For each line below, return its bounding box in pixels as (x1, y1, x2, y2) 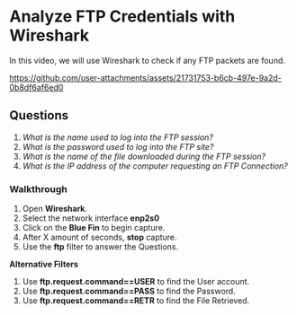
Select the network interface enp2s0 (22, 213, 160, 223)
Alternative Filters (9, 258, 79, 270)
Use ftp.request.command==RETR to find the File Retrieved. (22, 295, 250, 306)
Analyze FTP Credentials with (9, 6, 236, 27)
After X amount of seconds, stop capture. (22, 232, 177, 243)
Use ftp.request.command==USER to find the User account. (22, 276, 250, 287)
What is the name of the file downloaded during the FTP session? (22, 151, 266, 162)
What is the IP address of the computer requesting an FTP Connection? (22, 160, 288, 171)
